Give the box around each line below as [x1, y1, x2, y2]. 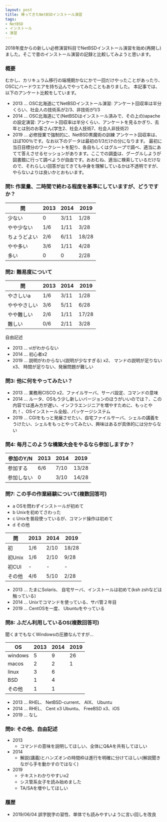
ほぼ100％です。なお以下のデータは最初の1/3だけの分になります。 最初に [12, 138, 162, 144]
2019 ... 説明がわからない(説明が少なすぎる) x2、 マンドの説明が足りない [12, 357, 162, 363]
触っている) [12, 593, 36, 599]
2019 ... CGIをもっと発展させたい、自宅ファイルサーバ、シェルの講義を [12, 415, 159, 421]
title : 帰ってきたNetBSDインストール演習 [5, 12, 82, 17]
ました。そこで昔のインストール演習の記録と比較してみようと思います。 [5, 51, 153, 57]
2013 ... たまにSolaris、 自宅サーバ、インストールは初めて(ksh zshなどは [12, 587, 162, 593]
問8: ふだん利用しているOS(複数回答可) [5, 619, 99, 626]
